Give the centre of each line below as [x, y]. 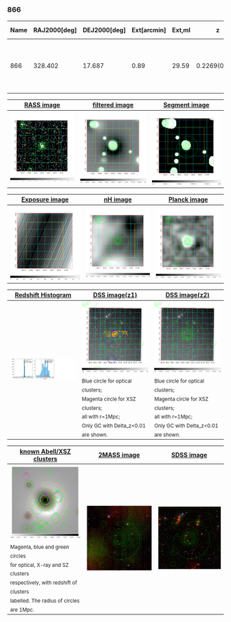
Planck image [188, 200]
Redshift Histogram [43, 295]
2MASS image [119, 455]
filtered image [113, 105]
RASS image [42, 105]
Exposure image [45, 200]
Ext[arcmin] [149, 30]
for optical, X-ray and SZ [40, 565]
